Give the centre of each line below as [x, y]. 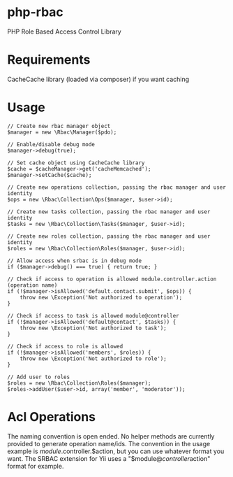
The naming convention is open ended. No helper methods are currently [111, 436]
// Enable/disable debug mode [51, 144]
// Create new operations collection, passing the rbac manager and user [117, 187]
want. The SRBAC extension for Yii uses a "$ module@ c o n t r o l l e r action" [109, 458]
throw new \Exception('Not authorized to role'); [93, 358]
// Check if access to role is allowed [65, 346]
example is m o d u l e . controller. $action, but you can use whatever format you [116, 451]
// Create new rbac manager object [59, 126]
